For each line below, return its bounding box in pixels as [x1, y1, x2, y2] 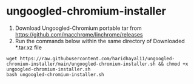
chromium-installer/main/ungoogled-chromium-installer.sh [6, 61, 156, 67]
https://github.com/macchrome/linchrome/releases [15, 30, 143, 38]
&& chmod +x [158, 61, 189, 67]
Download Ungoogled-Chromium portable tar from [15, 24, 142, 32]
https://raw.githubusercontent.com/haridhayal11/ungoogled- [19, 55, 175, 61]
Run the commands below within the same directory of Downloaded [15, 37, 185, 44]
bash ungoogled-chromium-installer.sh [6, 71, 104, 77]
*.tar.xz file [15, 44, 42, 51]
